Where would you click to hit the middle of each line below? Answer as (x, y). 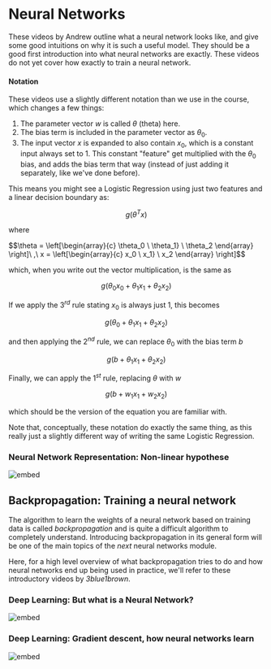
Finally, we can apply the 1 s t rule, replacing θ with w (95, 377)
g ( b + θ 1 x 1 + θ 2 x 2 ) (136, 360)
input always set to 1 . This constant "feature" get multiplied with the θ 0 (138, 154)
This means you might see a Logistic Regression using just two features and (135, 189)
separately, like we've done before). (80, 172)
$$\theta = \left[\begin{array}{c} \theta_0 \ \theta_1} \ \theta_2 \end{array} (131, 245)
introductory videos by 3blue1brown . (70, 579)
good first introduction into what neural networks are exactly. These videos (134, 54)
